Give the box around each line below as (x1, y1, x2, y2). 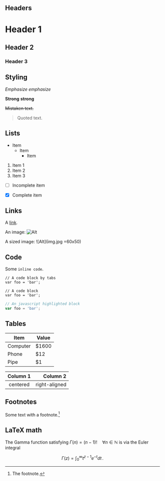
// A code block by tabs (5, 276, 56, 281)
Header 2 (5, 43, 34, 51)
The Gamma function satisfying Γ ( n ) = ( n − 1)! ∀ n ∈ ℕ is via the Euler (5, 439, 149, 445)
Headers (5, 4, 32, 12)
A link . (5, 220, 18, 225)
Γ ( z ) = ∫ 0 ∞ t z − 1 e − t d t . (61, 454, 104, 462)
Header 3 (5, 58, 28, 64)
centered (8, 381, 30, 388)
